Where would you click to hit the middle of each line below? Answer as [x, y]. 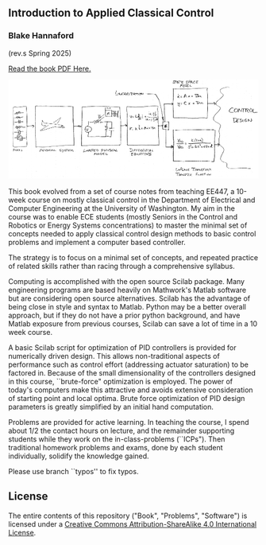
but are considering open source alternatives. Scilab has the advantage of [129, 298]
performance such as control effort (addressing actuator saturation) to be [128, 364]
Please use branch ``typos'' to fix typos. [73, 471]
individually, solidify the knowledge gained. [79, 456]
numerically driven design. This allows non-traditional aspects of [114, 356]
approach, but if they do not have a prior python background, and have [124, 315]
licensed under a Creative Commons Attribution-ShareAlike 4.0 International [133, 524]
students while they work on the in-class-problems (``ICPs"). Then [117, 439]
